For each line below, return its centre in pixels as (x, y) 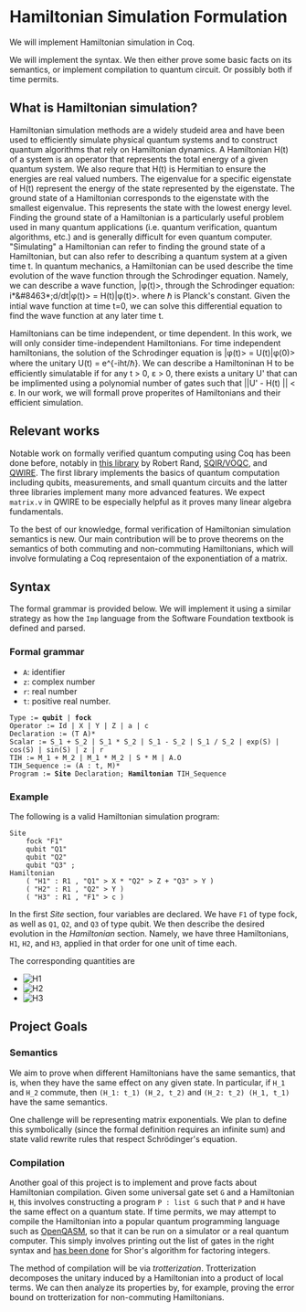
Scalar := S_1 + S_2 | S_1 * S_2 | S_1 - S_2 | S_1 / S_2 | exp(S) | (145, 742)
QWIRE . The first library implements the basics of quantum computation (145, 472)
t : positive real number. (67, 701)
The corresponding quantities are (72, 960)
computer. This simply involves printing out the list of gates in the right (142, 1241)
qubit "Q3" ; (51, 865)
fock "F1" (45, 841)
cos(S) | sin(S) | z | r (57, 750)
